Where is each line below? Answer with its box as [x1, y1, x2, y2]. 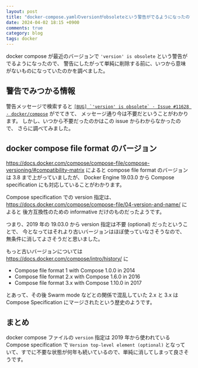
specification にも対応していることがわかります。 [6, 181, 125, 188]
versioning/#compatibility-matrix [6, 166, 85, 173]
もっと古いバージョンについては [6, 247, 83, 255]
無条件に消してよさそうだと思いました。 [6, 235, 103, 242]
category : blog [6, 30, 43, 36]
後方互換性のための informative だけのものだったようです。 [22, 208, 165, 215]
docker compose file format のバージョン [6, 144, 157, 154]
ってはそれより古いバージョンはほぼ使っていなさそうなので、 [37, 228, 185, 235]
